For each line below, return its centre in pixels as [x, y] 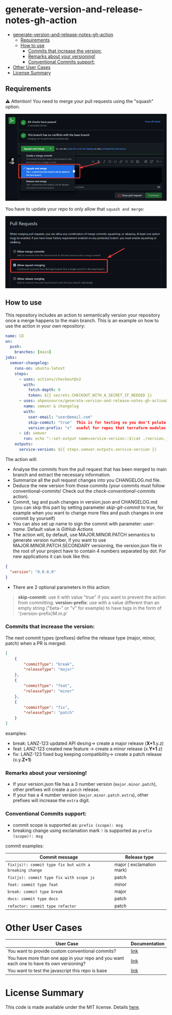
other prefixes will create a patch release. [56, 790]
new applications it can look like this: [51, 556]
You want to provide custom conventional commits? [62, 951]
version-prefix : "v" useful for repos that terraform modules [97, 428]
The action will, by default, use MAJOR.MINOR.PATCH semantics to [84, 534]
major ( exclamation [135, 865]
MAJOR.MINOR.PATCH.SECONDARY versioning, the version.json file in [87, 545]
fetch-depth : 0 [44, 390]
